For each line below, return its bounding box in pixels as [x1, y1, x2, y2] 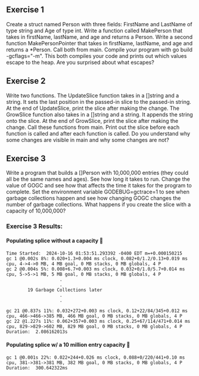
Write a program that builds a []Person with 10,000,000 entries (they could [6, 169, 189, 177]
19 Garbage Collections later [27, 286, 102, 293]
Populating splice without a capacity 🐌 [6, 237, 103, 244]
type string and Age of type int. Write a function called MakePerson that [6, 27, 183, 34]
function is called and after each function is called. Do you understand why [6, 130, 191, 137]
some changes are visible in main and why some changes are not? [6, 136, 170, 143]
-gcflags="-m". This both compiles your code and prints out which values [6, 52, 187, 59]
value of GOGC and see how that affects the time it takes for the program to [6, 182, 192, 189]
